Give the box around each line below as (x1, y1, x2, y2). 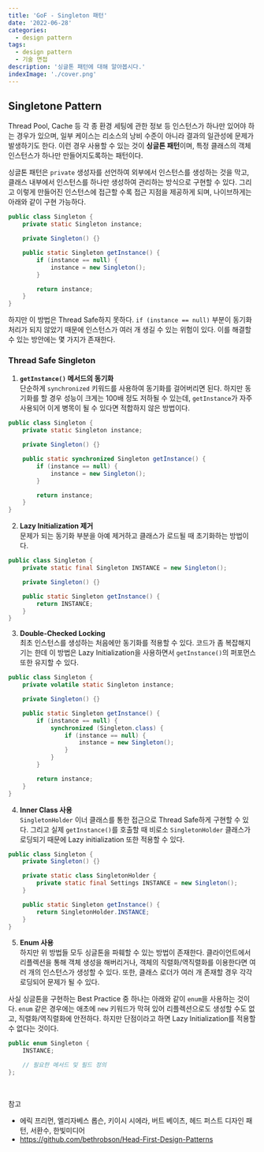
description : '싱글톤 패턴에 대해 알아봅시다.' (8, 63, 146, 71)
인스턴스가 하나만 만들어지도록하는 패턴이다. (8, 151, 143, 160)
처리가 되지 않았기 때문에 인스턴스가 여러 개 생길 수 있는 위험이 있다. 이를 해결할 (8, 325, 252, 335)
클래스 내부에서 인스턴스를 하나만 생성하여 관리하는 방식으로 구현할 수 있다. (8, 178, 238, 187)
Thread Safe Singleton (8, 355, 96, 366)
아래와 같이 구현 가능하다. (8, 197, 87, 207)
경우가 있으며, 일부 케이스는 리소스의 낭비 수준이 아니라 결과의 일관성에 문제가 (16, 131, 255, 140)
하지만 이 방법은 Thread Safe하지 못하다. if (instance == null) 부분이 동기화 (8, 315, 252, 324)
